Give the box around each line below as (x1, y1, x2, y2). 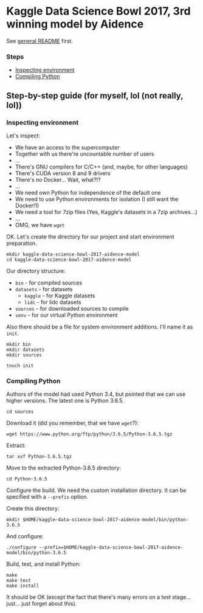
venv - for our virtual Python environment (15, 311, 118, 319)
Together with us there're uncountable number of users (15, 150, 154, 158)
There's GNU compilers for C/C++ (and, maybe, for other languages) (15, 163, 188, 170)
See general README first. (6, 37, 73, 44)
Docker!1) (15, 202, 40, 209)
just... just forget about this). (6, 600, 77, 608)
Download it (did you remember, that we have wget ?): (6, 420, 139, 427)
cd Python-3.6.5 (6, 476, 47, 482)
